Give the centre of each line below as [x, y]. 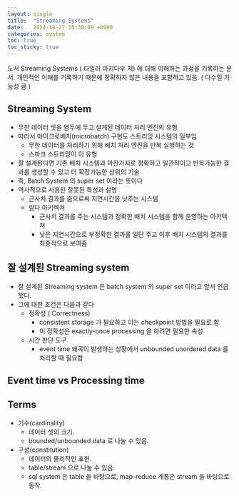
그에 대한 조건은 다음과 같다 [56, 304]
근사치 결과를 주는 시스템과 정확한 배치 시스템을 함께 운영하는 [124, 216]
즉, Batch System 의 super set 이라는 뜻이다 [80, 181]
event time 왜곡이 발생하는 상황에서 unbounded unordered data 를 [134, 349]
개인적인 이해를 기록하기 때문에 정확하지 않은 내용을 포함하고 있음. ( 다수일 [119, 77]
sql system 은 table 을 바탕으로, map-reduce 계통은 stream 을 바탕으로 [129, 476]
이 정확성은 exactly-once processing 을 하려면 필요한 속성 [121, 331]
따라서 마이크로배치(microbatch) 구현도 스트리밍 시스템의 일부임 [107, 136]
